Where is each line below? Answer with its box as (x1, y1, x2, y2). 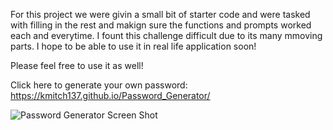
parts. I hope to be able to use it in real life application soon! (10, 40, 257, 52)
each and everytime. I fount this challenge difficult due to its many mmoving (10, 30, 323, 41)
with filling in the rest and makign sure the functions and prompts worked (10, 19, 312, 31)
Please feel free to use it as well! (10, 60, 144, 71)
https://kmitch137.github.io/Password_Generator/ (10, 90, 211, 101)
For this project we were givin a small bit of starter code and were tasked (10, 9, 311, 20)
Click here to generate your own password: (10, 79, 188, 91)
